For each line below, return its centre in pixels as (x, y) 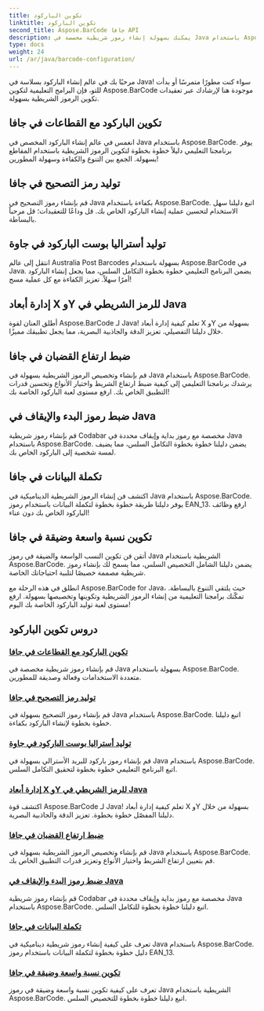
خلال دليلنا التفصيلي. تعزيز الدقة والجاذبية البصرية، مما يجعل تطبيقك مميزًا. (116, 332)
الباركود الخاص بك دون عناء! (49, 513)
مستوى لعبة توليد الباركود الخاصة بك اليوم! (70, 605)
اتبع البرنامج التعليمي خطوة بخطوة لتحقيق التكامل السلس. (93, 769)
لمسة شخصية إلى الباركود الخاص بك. (63, 452)
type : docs (27, 45)
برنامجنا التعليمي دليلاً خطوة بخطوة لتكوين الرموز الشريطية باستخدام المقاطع (120, 150)
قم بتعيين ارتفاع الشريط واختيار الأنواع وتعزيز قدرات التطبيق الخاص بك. (112, 861)
